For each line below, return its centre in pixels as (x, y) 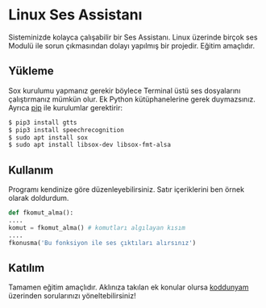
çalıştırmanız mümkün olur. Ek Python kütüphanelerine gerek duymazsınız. (132, 99)
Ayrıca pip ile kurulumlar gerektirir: (66, 107)
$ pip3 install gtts (43, 123)
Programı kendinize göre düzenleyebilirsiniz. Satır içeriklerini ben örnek (126, 189)
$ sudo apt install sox (48, 137)
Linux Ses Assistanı (75, 15)
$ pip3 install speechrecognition (66, 130)
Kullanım (31, 170)
